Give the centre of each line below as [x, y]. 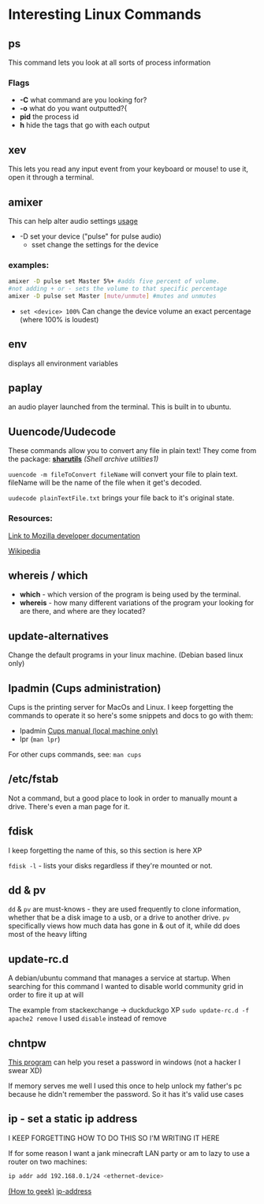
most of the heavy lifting [48, 935]
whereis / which [48, 576]
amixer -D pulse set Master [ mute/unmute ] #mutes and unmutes [112, 296]
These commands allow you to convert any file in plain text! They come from [132, 451]
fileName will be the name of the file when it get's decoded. [105, 483]
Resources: [30, 518]
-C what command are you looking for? [83, 100]
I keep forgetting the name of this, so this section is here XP [105, 850]
